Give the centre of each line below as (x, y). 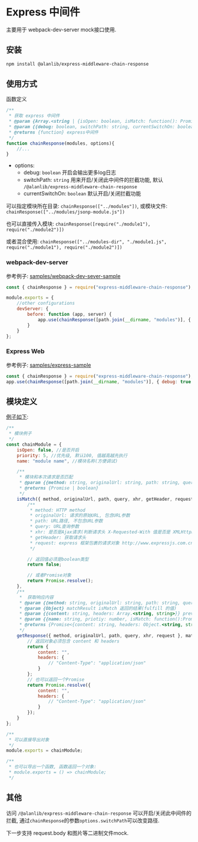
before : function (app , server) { (70, 314)
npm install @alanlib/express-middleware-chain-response (77, 64)
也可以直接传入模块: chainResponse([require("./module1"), (78, 224)
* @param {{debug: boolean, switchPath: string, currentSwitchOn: (92, 127)
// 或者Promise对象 (49, 575)
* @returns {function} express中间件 (54, 132)
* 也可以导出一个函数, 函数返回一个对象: (53, 767)
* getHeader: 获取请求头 (58, 537)
